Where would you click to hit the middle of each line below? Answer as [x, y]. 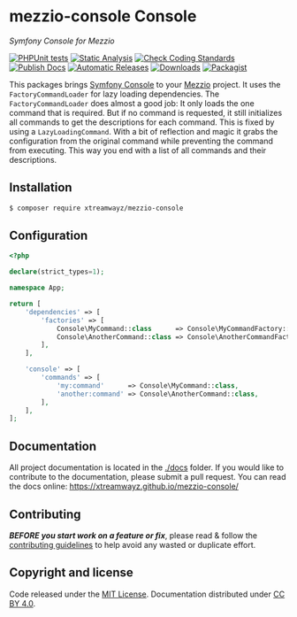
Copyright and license [72, 573]
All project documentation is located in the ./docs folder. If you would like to [147, 467]
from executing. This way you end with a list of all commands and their [138, 150]
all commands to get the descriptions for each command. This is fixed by [142, 122]
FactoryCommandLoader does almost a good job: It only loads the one [132, 103]
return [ [25, 304]
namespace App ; [37, 288]
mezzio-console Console [103, 16]
